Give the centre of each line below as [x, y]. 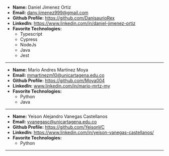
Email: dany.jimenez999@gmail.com [51, 13]
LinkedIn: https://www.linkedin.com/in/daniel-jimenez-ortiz [74, 23]
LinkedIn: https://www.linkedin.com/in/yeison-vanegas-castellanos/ [83, 132]
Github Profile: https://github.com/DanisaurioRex [63, 18]
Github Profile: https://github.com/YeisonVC [58, 127]
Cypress [29, 39]
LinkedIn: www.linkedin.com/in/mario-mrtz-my [61, 86]
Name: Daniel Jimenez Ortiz [42, 7]
